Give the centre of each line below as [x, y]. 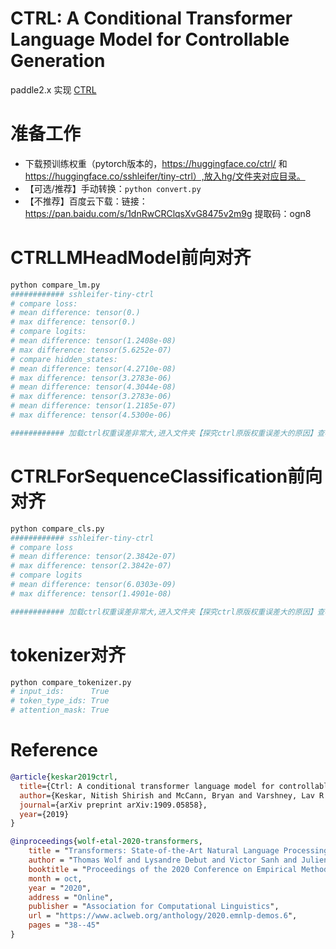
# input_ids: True [60, 692]
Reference [54, 750]
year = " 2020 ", [60, 888]
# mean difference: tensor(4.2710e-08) [93, 368]
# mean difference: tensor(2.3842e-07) [93, 557]
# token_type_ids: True [60, 701]
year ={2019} [44, 814]
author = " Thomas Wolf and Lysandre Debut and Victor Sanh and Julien [178, 860]
